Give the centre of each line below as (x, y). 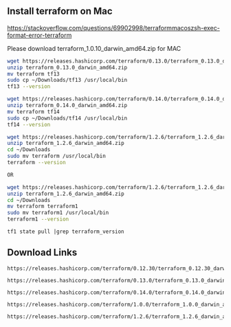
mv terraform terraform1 (43, 206)
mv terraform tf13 (33, 74)
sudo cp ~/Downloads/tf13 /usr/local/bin (67, 80)
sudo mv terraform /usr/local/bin (57, 156)
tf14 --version (29, 124)
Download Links (42, 252)
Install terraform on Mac (60, 11)
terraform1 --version (38, 219)
